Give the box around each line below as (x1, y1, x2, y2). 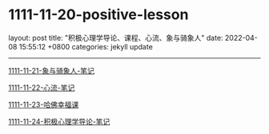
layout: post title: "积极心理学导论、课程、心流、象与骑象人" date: (8, 33, 223, 42)
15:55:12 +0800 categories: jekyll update (18, 41, 154, 51)
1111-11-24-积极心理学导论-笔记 (8, 116, 110, 126)
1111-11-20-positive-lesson (8, 6, 189, 24)
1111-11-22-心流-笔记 (8, 82, 75, 93)
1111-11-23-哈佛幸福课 (8, 100, 79, 109)
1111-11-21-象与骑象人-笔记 (8, 65, 94, 75)
